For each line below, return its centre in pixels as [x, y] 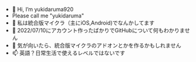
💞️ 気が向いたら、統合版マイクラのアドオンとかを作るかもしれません [96, 45]
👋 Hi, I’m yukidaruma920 [43, 9]
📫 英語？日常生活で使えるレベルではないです [68, 53]
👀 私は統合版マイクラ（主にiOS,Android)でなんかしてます [83, 23]
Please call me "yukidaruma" [48, 16]
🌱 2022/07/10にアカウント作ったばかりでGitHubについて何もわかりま [98, 30]
